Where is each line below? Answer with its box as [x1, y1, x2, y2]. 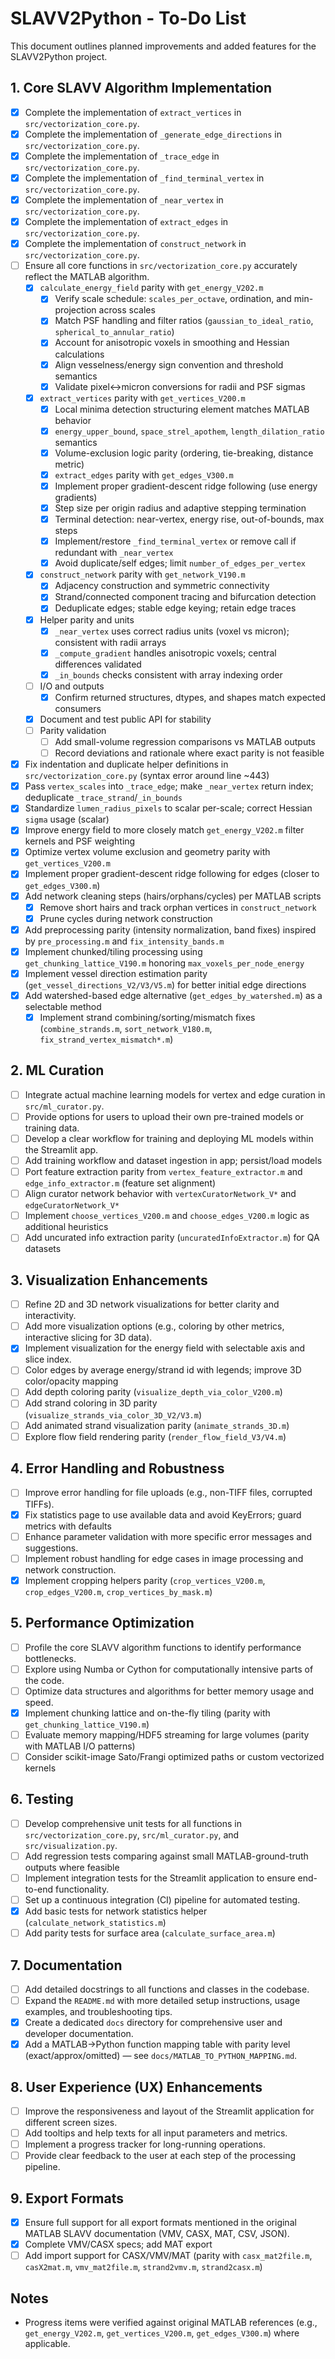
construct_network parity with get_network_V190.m [39, 568, 246, 581]
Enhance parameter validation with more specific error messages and [24, 1530, 312, 1542]
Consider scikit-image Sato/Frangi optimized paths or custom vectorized [24, 1750, 325, 1762]
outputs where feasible [24, 1861, 120, 1873]
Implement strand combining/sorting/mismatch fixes [39, 1011, 256, 1023]
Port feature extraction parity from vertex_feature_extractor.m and [24, 1166, 303, 1178]
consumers [54, 702, 102, 714]
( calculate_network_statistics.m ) [24, 1917, 167, 1929]
